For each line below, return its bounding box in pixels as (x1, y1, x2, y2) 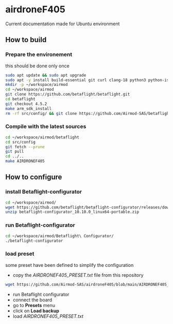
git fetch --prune (5, 144, 45, 150)
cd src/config (5, 139, 36, 145)
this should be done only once (5, 63, 70, 69)
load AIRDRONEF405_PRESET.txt (12, 313, 84, 319)
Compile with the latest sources (5, 123, 86, 130)
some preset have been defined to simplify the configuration (5, 262, 134, 268)
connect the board (12, 297, 53, 303)
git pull (5, 149, 24, 154)
